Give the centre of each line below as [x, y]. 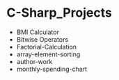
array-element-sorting [48, 54]
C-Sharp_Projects [59, 13]
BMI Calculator [38, 32]
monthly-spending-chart [52, 69]
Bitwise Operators [42, 39]
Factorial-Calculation [47, 47]
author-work [34, 61]
